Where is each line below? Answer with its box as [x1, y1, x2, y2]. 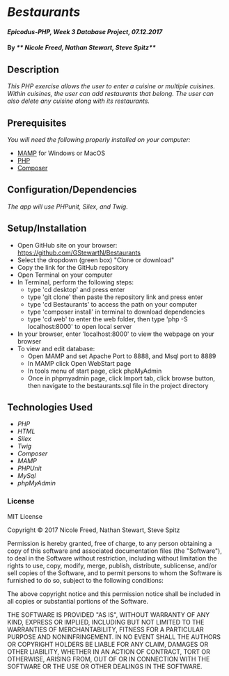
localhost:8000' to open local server [27, 322, 132, 330]
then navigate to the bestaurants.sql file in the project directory [27, 381, 209, 389]
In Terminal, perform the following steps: [17, 277, 134, 286]
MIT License [7, 512, 43, 520]
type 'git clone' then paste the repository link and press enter [27, 293, 203, 301]
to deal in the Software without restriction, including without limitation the [7, 554, 217, 562]
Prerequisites [7, 117, 67, 129]
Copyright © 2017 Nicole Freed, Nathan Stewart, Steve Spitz [7, 526, 180, 534]
